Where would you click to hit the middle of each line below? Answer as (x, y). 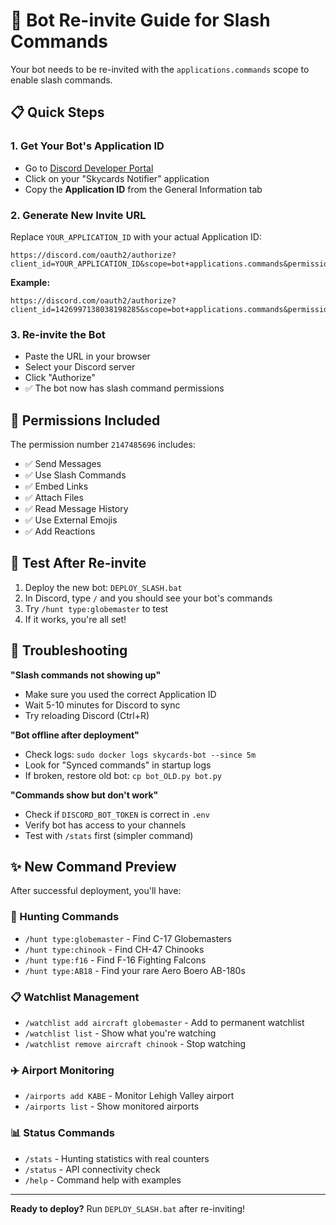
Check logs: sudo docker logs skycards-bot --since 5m (140, 754)
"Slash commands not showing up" (86, 675)
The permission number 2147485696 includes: (103, 445)
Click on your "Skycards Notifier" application (117, 178)
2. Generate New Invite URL (78, 215)
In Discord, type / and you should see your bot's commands (148, 598)
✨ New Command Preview (93, 867)
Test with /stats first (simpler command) (109, 835)
